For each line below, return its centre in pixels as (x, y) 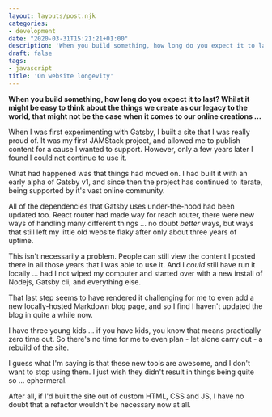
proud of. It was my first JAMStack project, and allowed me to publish (124, 140)
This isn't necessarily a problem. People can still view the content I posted (132, 256)
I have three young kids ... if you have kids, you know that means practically (135, 330)
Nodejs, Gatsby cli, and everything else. (75, 282)
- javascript (30, 69)
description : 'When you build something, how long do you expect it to (132, 46)
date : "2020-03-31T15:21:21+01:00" (68, 38)
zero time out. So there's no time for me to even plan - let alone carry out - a (136, 339)
